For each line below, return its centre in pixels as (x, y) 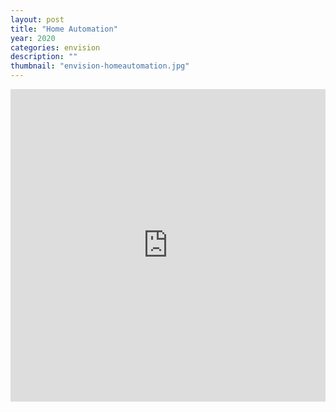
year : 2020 (33, 38)
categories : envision (55, 47)
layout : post (37, 19)
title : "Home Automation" (64, 29)
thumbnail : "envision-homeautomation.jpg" (100, 66)
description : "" (44, 57)
